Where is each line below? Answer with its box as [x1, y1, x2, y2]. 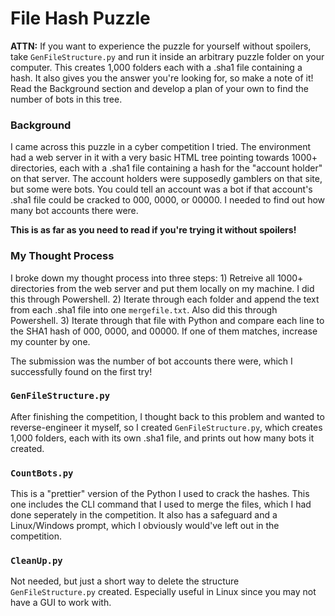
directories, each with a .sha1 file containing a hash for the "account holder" [10, 162, 323, 174]
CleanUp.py [10, 555, 63, 567]
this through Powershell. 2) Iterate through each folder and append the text [10, 293, 320, 305]
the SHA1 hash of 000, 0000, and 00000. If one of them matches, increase [10, 325, 318, 337]
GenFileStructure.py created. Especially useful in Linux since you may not [10, 586, 317, 598]
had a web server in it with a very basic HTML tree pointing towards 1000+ [10, 152, 318, 164]
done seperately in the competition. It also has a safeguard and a [10, 509, 278, 521]
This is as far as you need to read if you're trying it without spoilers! [10, 224, 297, 236]
